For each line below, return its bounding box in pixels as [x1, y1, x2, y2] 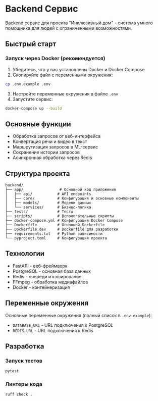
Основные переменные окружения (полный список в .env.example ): [5, 312, 152, 318]
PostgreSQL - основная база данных [12, 268, 91, 274]
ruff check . [5, 392, 33, 397]
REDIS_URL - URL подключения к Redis [12, 327, 93, 333]
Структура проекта [5, 169, 70, 178]
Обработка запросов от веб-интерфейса [12, 133, 101, 139]
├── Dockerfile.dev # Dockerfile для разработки [5, 227, 119, 232]
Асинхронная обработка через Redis [12, 155, 92, 161]
